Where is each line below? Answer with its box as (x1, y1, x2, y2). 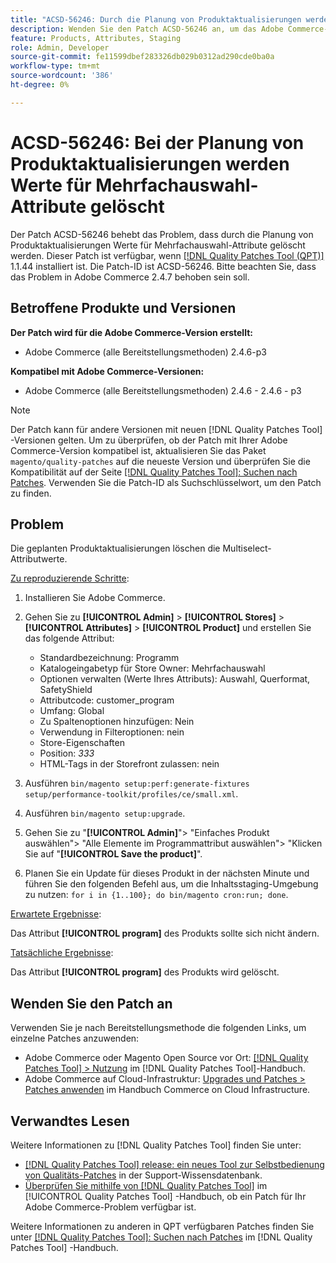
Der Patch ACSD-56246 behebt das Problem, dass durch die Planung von (10, 228, 314, 240)
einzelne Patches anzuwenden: (10, 1032, 140, 1045)
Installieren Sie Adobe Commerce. (24, 592, 166, 604)
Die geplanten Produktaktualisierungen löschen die (10, 542, 221, 555)
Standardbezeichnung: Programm (39, 652, 180, 664)
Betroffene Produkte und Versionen (10, 300, 237, 317)
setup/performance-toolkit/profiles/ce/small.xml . (24, 788, 239, 800)
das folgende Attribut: (24, 632, 115, 645)
